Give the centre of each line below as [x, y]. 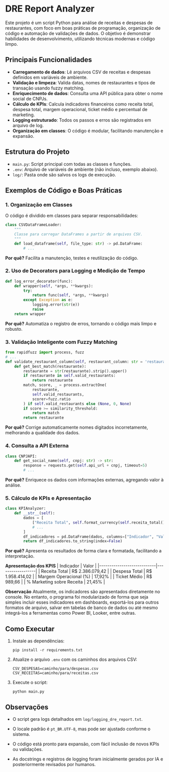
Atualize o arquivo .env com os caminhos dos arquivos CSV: [75, 659]
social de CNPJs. [30, 99]
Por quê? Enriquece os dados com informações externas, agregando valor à [84, 480]
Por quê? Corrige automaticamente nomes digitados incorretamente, [77, 427]
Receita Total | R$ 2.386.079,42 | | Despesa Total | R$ [97, 571]
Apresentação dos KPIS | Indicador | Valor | [51, 566]
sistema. [21, 734]
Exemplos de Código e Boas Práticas [64, 190]
